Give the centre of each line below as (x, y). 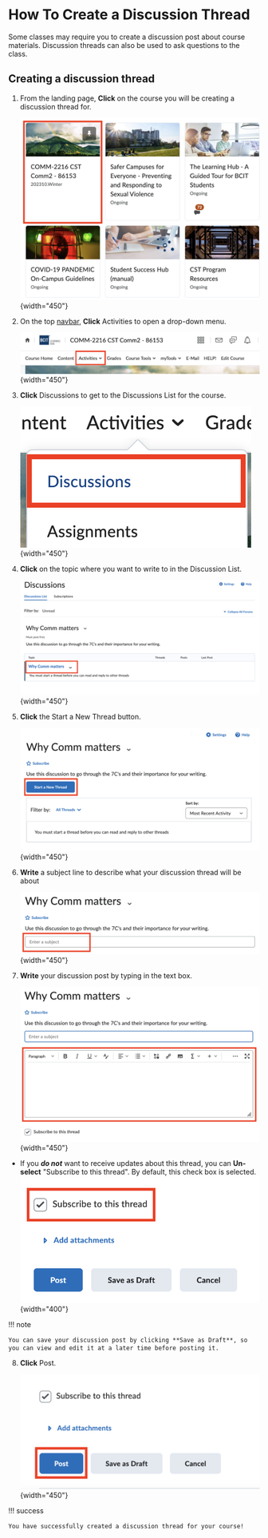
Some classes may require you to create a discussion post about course (127, 37)
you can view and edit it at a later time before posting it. (114, 1348)
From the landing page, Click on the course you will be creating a (127, 98)
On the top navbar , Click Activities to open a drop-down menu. (123, 321)
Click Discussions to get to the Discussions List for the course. (123, 395)
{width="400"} (44, 1309)
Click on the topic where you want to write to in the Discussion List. (130, 569)
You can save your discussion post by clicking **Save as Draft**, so (128, 1340)
